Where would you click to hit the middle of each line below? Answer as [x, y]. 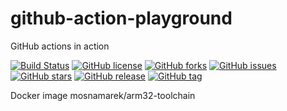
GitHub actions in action [60, 46]
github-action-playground [121, 18]
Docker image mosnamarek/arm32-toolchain [103, 95]
